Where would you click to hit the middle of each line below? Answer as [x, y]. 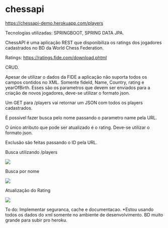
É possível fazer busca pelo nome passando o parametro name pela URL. [81, 118]
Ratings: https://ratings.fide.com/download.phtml [56, 57]
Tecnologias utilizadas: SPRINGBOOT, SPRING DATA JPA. [65, 33]
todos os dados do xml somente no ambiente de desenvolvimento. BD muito [84, 214]
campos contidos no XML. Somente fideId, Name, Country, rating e [75, 82]
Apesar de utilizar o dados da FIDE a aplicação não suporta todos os [76, 77]
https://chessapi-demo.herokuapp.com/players [54, 23]
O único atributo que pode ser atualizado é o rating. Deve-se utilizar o [77, 127]
